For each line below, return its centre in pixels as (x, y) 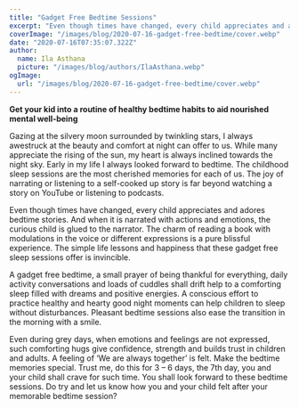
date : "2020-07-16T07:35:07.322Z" (73, 42)
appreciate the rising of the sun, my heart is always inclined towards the (141, 155)
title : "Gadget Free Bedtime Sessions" (83, 17)
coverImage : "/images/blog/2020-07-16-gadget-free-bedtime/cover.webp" (145, 34)
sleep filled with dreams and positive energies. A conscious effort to (134, 293)
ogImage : (25, 76)
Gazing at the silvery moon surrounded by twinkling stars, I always (131, 135)
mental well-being (44, 118)
